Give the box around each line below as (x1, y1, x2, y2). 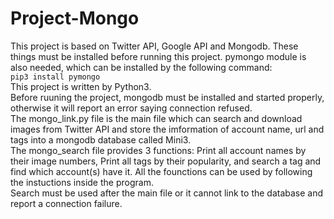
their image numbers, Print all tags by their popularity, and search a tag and (10, 155, 322, 167)
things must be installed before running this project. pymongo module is (10, 50, 307, 62)
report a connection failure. (10, 197, 123, 209)
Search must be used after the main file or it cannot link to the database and (10, 187, 324, 199)
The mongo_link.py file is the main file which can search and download (10, 112, 303, 124)
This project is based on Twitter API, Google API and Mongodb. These (10, 40, 299, 52)
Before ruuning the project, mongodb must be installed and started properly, (10, 91, 325, 103)
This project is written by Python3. (10, 80, 152, 92)
